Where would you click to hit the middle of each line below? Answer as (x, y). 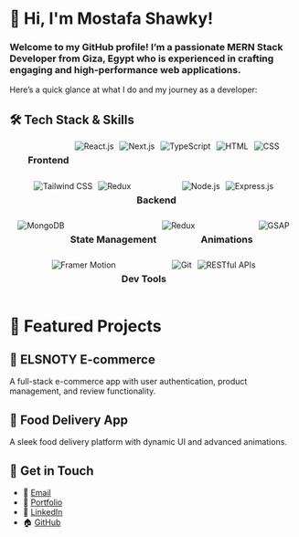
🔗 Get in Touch (52, 471)
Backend (156, 200)
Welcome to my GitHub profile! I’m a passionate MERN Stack (146, 47)
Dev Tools (144, 279)
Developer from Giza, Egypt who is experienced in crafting (142, 58)
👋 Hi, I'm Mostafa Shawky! (111, 19)
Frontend (48, 161)
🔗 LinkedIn (43, 512)
